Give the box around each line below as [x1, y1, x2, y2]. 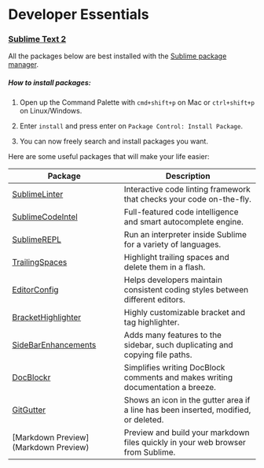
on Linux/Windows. [19, 106, 82, 116]
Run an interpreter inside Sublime [123, 229, 247, 240]
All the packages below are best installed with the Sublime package [8, 51, 227, 61]
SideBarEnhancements [12, 340, 97, 351]
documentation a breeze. [123, 382, 216, 393]
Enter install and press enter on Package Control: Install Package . [19, 121, 244, 131]
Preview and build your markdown [123, 427, 250, 438]
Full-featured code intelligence [123, 206, 239, 217]
